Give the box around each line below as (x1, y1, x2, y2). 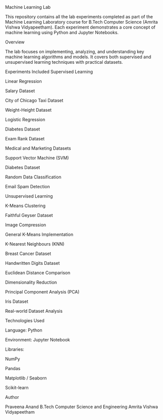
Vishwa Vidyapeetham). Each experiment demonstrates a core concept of (5, 24, 156, 30)
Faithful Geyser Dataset (5, 212, 53, 218)
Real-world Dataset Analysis (5, 308, 63, 314)
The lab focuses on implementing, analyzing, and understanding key (5, 49, 144, 54)
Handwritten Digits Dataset (5, 260, 60, 266)
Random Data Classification (5, 174, 62, 180)
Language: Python (5, 327, 43, 333)
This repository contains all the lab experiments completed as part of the (5, 14, 153, 19)
